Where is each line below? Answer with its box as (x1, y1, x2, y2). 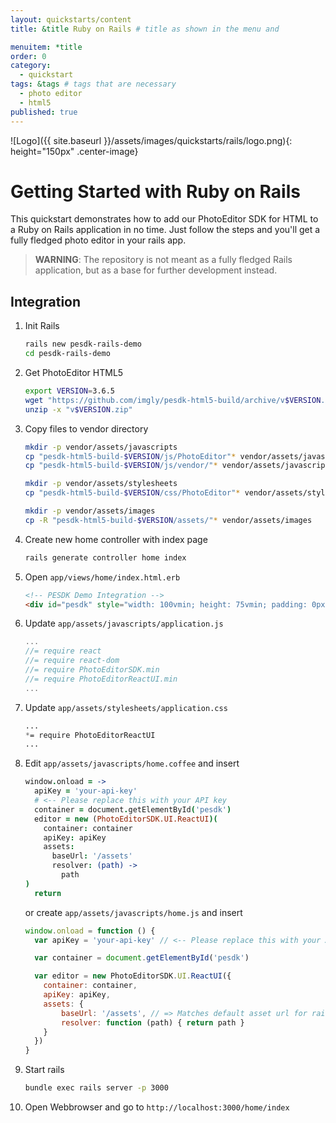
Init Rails (24, 320, 60, 332)
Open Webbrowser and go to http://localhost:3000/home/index (24, 1101, 290, 1113)
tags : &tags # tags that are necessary (10, 79, 177, 90)
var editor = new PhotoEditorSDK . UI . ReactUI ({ (34, 971, 232, 981)
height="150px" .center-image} (10, 145, 139, 157)
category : (10, 61, 52, 71)
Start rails (24, 1064, 65, 1076)
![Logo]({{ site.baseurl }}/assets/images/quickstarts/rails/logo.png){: (10, 134, 293, 146)
